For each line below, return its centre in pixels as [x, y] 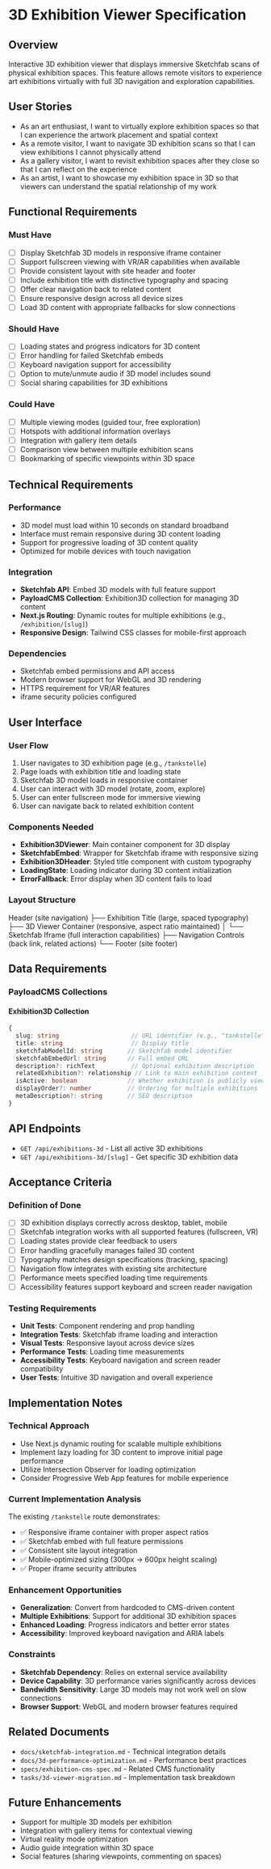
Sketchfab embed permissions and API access [97, 671]
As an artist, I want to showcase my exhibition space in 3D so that [129, 178]
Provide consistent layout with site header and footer [108, 271]
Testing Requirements [52, 1308]
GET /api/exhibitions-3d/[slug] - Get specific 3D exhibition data [129, 1157]
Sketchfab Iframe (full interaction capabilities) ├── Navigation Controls [127, 934]
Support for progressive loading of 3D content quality [109, 542]
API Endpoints [45, 1129]
